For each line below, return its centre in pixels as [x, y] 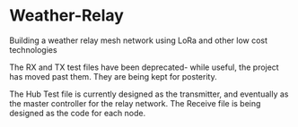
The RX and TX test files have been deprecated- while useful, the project [145, 67]
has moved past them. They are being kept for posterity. [113, 76]
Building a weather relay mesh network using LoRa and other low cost [138, 40]
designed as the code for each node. [78, 113]
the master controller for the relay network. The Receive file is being [135, 103]
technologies [33, 49]
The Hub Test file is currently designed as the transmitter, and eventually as [149, 94]
